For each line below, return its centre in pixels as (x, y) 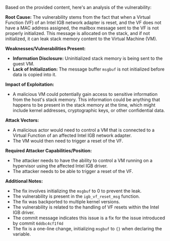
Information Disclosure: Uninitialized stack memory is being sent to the (88, 58)
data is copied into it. (35, 75)
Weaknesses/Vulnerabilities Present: (45, 48)
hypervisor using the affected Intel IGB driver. (60, 166)
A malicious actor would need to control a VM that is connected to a (83, 130)
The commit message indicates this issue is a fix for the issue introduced (89, 218)
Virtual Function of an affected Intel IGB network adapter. (72, 135)
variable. (22, 234)
